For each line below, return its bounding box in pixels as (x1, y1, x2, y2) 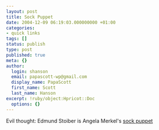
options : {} (11, 101, 41, 107)
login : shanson (11, 69, 48, 74)
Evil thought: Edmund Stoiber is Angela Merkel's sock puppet (6, 117, 153, 124)
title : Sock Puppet (6, 14, 54, 20)
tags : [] (6, 36, 27, 42)
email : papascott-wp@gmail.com (11, 74, 87, 80)
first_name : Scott (11, 85, 56, 91)
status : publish (6, 42, 45, 47)
